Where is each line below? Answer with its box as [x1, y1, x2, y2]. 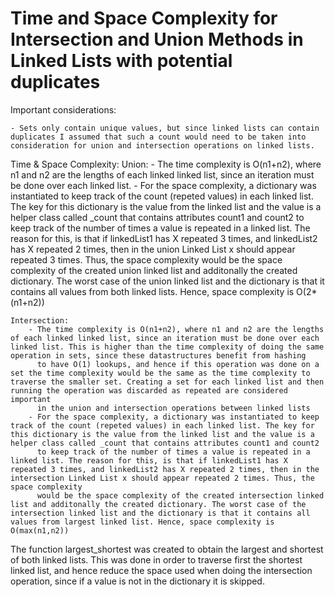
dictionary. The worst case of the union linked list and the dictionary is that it [10, 275, 325, 287]
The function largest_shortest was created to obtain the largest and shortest [10, 543, 324, 555]
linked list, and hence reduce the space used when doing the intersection [10, 564, 313, 576]
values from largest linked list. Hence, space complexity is [10, 517, 275, 527]
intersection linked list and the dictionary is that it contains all [10, 508, 311, 518]
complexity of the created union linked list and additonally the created [10, 264, 298, 276]
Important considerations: [10, 103, 117, 116]
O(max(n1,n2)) [10, 525, 70, 536]
